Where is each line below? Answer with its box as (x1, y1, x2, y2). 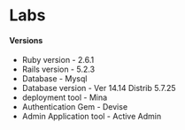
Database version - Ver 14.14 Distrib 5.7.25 (21, 83, 176, 94)
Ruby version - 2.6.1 (21, 55, 95, 65)
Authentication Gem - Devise (21, 102, 128, 112)
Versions (9, 34, 43, 45)
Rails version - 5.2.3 (21, 64, 96, 75)
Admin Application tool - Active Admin (21, 111, 162, 122)
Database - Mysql (21, 73, 88, 84)
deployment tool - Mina (21, 92, 108, 103)
